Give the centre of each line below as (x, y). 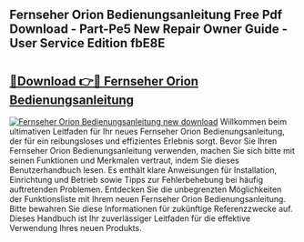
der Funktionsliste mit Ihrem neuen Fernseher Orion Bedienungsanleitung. (148, 199)
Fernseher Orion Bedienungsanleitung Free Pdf (146, 15)
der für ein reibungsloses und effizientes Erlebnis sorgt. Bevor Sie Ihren (143, 141)
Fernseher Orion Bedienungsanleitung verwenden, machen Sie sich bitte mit (152, 151)
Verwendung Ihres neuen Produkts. (76, 228)
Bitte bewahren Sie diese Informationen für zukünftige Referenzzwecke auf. (151, 209)
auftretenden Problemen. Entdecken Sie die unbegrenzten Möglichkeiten (146, 189)
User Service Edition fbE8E (87, 43)
